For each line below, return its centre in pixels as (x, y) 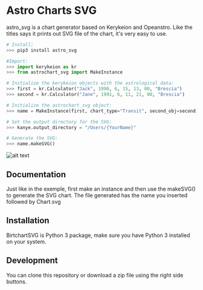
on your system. (26, 241)
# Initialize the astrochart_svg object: (59, 105)
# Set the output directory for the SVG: (59, 122)
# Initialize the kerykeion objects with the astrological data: (90, 83)
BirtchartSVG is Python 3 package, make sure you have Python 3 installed (98, 235)
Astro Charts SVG (51, 11)
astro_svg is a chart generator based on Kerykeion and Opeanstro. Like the (99, 27)
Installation (28, 221)
